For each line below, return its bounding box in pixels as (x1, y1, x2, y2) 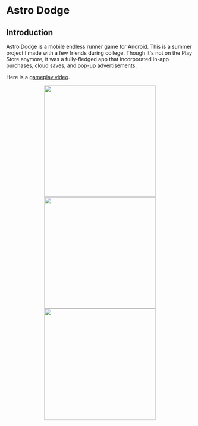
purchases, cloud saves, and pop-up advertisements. (6, 62, 137, 69)
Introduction (6, 27, 54, 37)
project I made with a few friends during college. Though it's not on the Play (6, 49, 192, 57)
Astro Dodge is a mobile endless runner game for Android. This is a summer (6, 43, 192, 50)
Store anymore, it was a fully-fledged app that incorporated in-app (6, 56, 169, 62)
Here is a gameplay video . (6, 74, 70, 80)
